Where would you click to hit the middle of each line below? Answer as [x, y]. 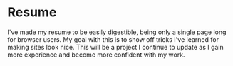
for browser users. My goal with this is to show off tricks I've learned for [113, 39]
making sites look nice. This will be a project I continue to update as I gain [116, 47]
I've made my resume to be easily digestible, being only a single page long [117, 32]
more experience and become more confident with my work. [96, 55]
